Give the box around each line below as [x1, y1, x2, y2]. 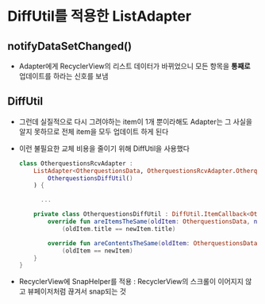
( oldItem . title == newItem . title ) [61, 225, 176, 233]
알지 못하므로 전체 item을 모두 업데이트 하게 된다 [18, 126, 169, 136]
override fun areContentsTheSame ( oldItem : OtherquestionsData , [48, 239, 261, 247]
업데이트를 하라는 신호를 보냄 [18, 71, 109, 80]
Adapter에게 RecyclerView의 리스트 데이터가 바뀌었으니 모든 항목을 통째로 [18, 61, 251, 71]
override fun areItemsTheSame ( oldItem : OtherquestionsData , [48, 217, 251, 226]
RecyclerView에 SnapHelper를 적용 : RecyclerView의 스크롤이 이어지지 [18, 277, 244, 287]
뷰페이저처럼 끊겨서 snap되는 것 [27, 287, 127, 296]
